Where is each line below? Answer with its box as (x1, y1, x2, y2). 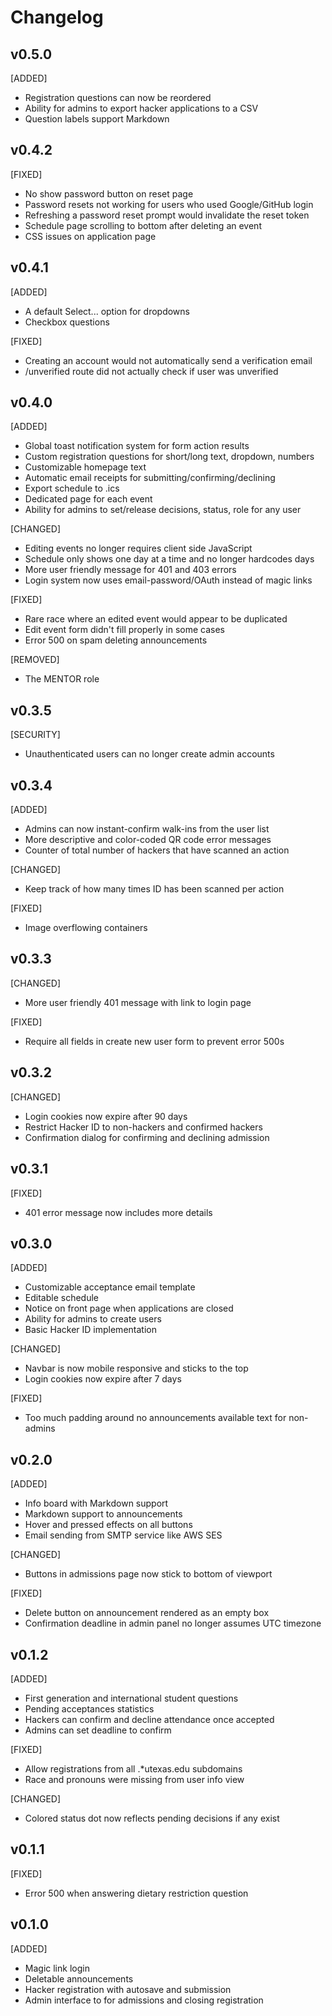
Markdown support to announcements (24, 1508, 183, 1520)
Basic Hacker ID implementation (24, 1324, 157, 1336)
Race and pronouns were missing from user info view (24, 1773, 245, 1785)
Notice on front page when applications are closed (24, 1302, 234, 1315)
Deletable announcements (24, 1972, 134, 1985)
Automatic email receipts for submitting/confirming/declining (24, 472, 276, 484)
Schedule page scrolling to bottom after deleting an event (24, 219, 262, 231)
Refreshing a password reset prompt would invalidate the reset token (24, 209, 310, 221)
